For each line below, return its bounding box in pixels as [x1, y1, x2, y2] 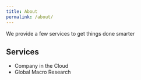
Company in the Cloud [14, 62, 69, 69]
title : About [6, 8, 38, 15]
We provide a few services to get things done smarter [6, 30, 135, 37]
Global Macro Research [14, 68, 71, 76]
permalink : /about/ [6, 14, 54, 20]
